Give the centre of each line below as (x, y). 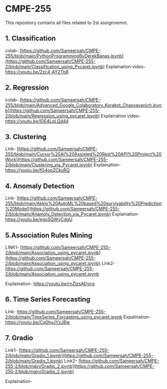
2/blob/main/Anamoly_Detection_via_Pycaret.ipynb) (58, 214)
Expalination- (137, 317)
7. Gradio (19, 338)
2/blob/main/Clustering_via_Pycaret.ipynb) (49, 165)
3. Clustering (26, 137)
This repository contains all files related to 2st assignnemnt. (67, 23)
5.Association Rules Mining (49, 235)
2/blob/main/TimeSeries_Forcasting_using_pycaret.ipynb (64, 317)
